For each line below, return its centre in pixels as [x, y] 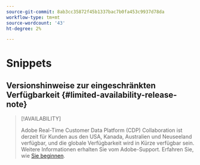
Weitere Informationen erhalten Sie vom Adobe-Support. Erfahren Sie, [107, 149]
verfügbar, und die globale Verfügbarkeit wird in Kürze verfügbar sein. [107, 143]
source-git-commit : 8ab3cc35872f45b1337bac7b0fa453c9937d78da [85, 12]
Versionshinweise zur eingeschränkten [81, 85]
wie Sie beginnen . [43, 156]
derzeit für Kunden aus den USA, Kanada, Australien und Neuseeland [106, 137]
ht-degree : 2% [24, 28]
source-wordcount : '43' [36, 23]
